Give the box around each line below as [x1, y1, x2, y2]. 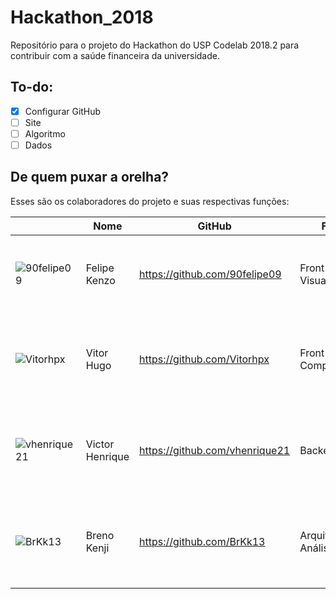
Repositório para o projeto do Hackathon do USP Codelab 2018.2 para [10, 39, 300, 51]
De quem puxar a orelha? [10, 169, 170, 186]
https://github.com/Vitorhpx [139, 352, 270, 366]
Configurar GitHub [24, 105, 102, 117]
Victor [85, 437, 115, 451]
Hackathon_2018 [10, 6, 154, 29]
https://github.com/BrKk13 [139, 534, 266, 548]
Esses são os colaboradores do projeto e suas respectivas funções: [10, 195, 290, 207]
